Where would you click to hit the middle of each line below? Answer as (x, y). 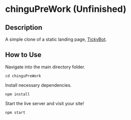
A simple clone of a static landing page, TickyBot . (56, 39)
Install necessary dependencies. (38, 85)
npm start (15, 113)
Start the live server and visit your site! (45, 103)
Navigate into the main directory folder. (45, 67)
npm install (17, 94)
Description (24, 28)
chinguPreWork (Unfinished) (66, 9)
